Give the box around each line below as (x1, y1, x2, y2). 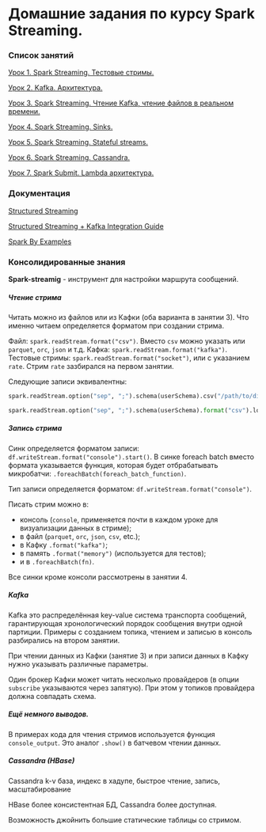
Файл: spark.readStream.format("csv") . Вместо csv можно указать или (8, 336, 245, 346)
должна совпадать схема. (8, 691, 97, 701)
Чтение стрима (8, 292, 62, 302)
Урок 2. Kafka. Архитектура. (8, 83, 103, 93)
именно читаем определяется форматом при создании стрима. (8, 321, 224, 331)
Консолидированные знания (8, 256, 126, 268)
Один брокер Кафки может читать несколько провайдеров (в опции (8, 674, 240, 684)
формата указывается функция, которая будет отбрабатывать (8, 460, 218, 469)
